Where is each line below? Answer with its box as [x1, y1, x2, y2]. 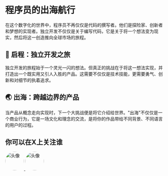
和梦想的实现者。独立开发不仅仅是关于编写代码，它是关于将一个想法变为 [5, 28, 154, 34]
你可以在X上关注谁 [5, 138, 63, 146]
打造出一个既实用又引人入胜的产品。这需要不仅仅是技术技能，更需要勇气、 [5, 71, 158, 77]
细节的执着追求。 [18, 77, 53, 83]
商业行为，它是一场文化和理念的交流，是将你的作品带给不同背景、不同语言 [9, 116, 163, 122]
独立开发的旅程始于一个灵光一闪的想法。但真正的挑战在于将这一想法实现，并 [5, 64, 163, 70]
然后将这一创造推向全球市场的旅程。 [13, 34, 88, 40]
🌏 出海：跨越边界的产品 [5, 93, 79, 102]
